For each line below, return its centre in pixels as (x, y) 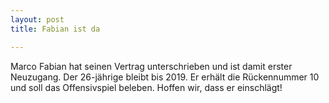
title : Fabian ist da (55, 29)
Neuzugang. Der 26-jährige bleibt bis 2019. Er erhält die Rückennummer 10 (165, 77)
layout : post (37, 19)
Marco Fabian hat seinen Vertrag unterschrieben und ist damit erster (151, 66)
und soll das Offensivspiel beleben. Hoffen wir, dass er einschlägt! (146, 87)
